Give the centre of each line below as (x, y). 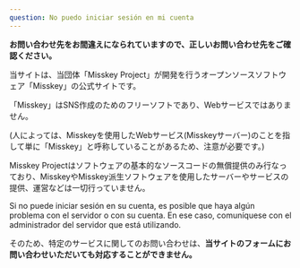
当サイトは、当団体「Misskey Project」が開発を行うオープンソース (132, 74)
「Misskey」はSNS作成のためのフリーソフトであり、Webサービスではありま (150, 105)
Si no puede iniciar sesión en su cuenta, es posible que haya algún (132, 205)
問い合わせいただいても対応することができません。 (103, 254)
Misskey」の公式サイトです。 (87, 85)
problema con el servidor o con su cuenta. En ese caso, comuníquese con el (150, 215)
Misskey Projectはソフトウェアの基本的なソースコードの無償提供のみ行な (144, 165)
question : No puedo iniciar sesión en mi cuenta (102, 17)
